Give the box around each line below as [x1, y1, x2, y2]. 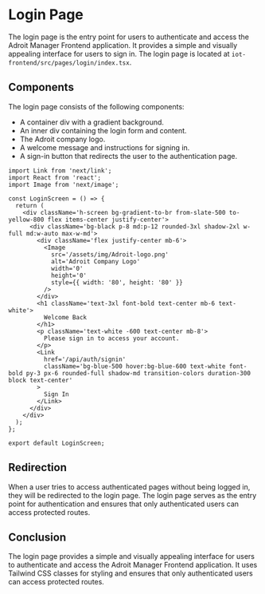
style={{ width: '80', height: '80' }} [50, 278, 183, 287]
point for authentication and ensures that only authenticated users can [8, 499, 240, 509]
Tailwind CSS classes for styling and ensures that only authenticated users [8, 568, 253, 578]
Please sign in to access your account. [43, 334, 180, 343]
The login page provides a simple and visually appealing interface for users [8, 552, 255, 561]
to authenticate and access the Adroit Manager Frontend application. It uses [8, 560, 258, 570]
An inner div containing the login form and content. [19, 125, 187, 135]
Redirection [8, 461, 68, 474]
